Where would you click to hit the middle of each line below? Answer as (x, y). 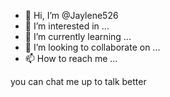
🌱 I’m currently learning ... (78, 36)
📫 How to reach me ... (71, 58)
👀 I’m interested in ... (67, 26)
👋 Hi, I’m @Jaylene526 (71, 15)
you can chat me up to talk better (78, 81)
